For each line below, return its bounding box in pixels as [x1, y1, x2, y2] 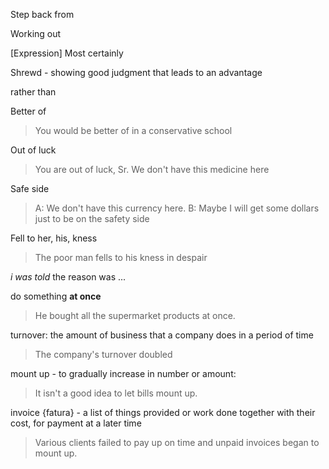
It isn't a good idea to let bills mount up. [34, 387, 198, 399]
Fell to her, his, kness [10, 232, 98, 244]
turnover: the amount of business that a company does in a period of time [10, 329, 314, 341]
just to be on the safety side [34, 213, 150, 224]
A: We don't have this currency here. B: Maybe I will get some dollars [34, 202, 320, 214]
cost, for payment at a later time [10, 417, 142, 429]
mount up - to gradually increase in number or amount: [10, 368, 237, 379]
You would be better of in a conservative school [34, 125, 233, 136]
